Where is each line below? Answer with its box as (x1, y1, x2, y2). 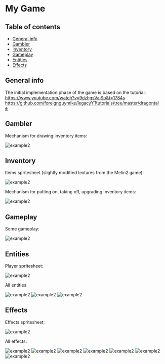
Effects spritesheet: (5, 319, 45, 325)
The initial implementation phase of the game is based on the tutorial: (5, 90, 146, 95)
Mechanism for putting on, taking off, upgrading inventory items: (5, 189, 136, 195)
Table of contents (5, 23, 60, 31)
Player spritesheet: (5, 263, 43, 269)
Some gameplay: (5, 226, 40, 232)
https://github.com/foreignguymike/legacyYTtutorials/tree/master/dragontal (5, 100, 159, 106)
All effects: (5, 338, 27, 344)
